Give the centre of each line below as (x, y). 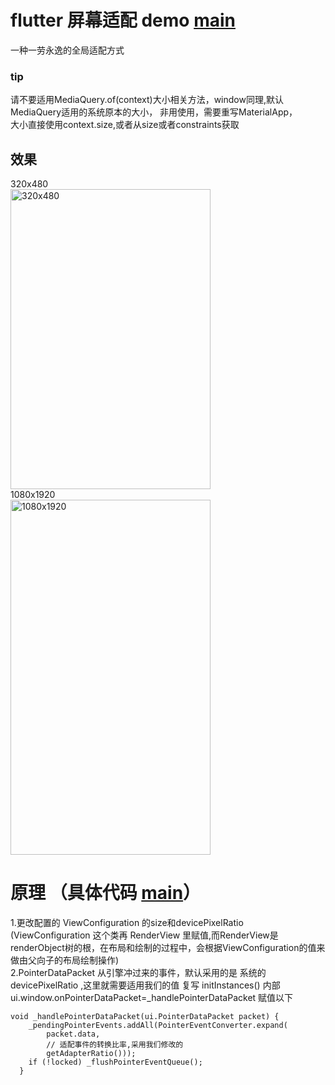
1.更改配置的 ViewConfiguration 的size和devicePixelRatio (127, 922)
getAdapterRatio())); (91, 1053)
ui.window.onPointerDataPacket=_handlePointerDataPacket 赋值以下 (152, 997)
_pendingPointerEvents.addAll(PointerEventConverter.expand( (158, 1025)
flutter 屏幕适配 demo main (123, 20)
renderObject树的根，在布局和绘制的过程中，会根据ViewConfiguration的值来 (168, 947)
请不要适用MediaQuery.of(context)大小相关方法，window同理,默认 (147, 100)
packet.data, (73, 1034)
